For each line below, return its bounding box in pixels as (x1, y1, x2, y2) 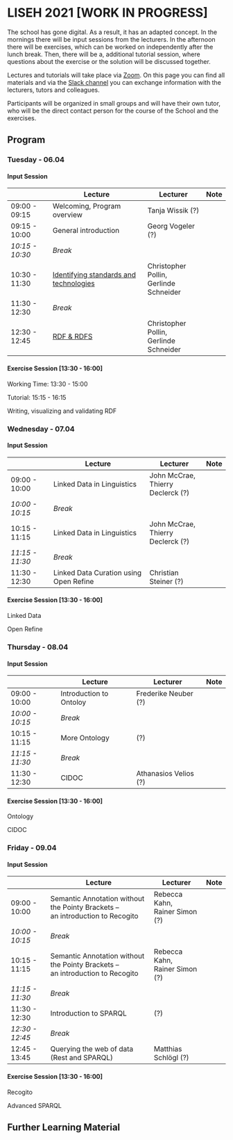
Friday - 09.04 (7, 843, 57, 853)
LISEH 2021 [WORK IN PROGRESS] (7, 5, 208, 21)
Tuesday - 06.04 (7, 155, 64, 165)
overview (52, 210, 83, 220)
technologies (52, 279, 95, 288)
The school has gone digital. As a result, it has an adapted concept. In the (7, 28, 217, 36)
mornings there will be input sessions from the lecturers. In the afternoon (7, 35, 216, 43)
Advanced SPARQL (7, 1101, 62, 1109)
